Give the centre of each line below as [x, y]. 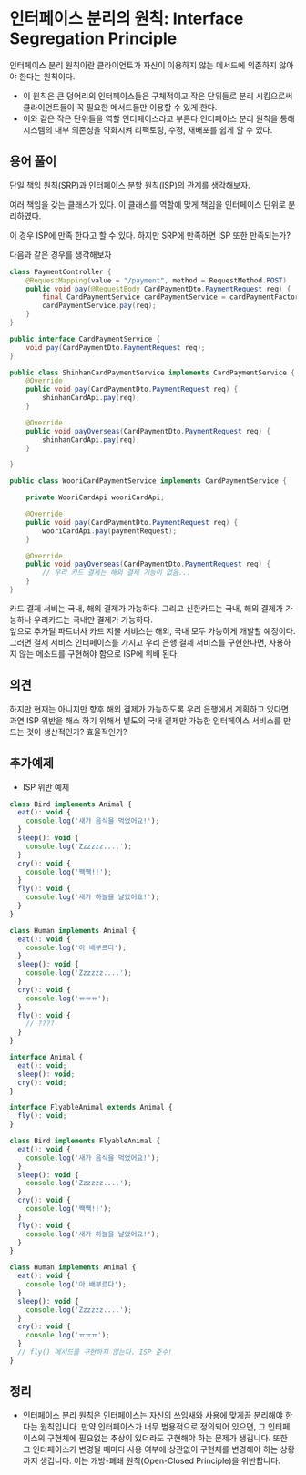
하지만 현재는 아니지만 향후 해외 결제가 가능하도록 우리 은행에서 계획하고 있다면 [149, 709]
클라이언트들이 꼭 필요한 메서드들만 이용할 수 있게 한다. [120, 107]
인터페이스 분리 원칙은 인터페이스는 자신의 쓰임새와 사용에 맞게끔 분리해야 [153, 1415]
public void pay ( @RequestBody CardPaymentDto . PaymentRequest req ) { [158, 289]
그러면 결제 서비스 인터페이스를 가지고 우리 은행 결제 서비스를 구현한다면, [138, 642]
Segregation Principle [93, 39]
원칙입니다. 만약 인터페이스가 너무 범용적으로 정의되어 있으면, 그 [153, 1426]
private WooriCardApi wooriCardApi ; [96, 497]
